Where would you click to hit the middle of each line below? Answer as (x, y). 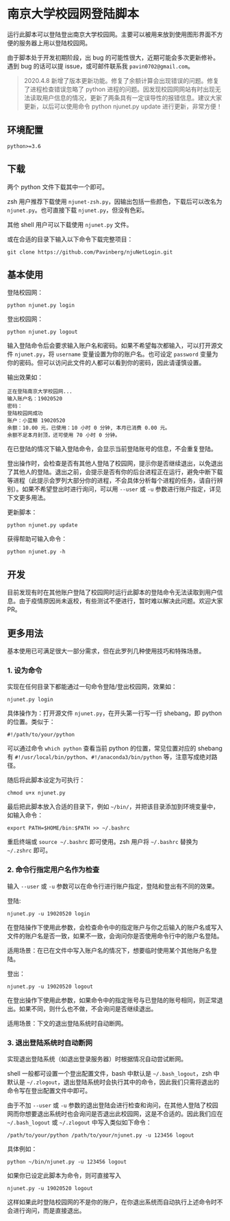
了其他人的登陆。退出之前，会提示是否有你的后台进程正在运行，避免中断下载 (115, 472)
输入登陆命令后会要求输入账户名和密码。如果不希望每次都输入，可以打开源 (112, 346)
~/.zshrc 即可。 (29, 850)
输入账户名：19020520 (35, 399)
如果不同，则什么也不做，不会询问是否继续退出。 (88, 1008)
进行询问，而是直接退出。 (49, 1210)
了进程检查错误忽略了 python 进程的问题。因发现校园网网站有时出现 (119, 89)
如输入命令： (25, 815)
